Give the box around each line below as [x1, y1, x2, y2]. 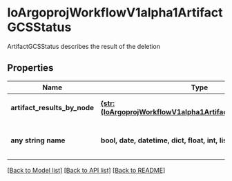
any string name [10, 136, 66, 145]
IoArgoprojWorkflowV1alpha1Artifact [7, 5, 223, 21]
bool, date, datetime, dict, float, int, [100, 136, 218, 145]
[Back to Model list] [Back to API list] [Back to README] [7, 166, 166, 174]
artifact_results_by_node [10, 103, 95, 112]
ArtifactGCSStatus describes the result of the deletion [7, 42, 161, 50]
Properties [7, 62, 54, 74]
